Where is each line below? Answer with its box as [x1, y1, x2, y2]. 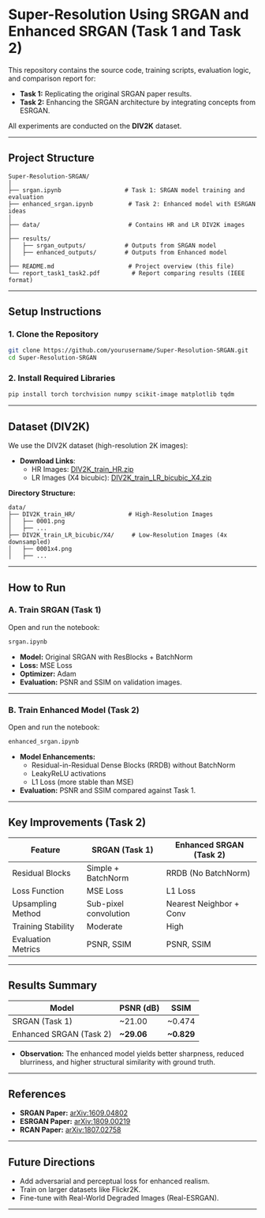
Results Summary [8, 979, 98, 993]
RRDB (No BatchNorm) [166, 867, 251, 878]
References [8, 1087, 66, 1100]
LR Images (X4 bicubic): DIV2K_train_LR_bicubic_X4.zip [31, 473, 212, 483]
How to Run [8, 581, 66, 594]
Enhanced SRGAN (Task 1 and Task [8, 22, 242, 40]
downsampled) [8, 538, 51, 546]
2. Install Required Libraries [8, 373, 116, 384]
